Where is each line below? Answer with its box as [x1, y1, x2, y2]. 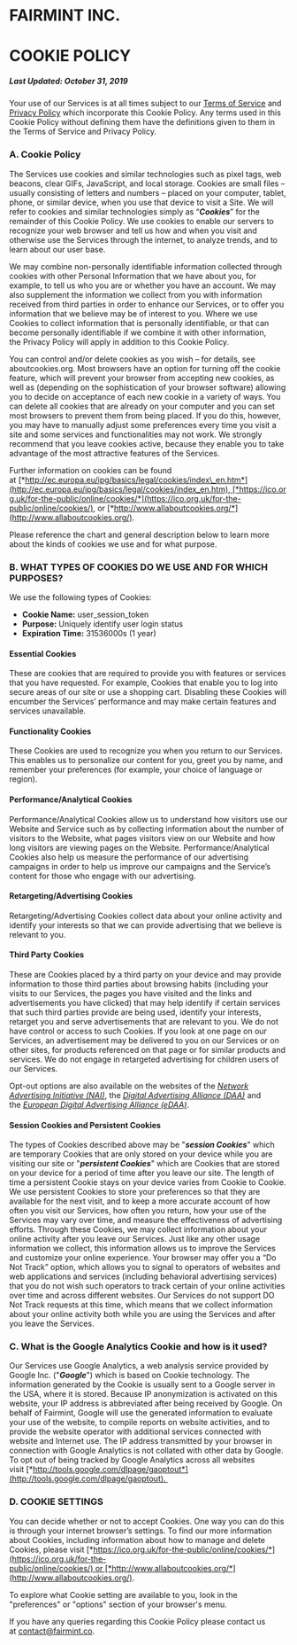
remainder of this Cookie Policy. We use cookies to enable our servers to [9, 215, 274, 226]
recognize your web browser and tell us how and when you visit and [9, 225, 258, 236]
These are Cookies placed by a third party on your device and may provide [9, 969, 282, 979]
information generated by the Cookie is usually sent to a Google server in [9, 1379, 276, 1390]
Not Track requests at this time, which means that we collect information [9, 1299, 273, 1310]
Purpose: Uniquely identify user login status [21, 618, 184, 629]
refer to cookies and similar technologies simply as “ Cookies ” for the [9, 206, 261, 217]
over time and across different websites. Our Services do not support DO [9, 1290, 275, 1301]
